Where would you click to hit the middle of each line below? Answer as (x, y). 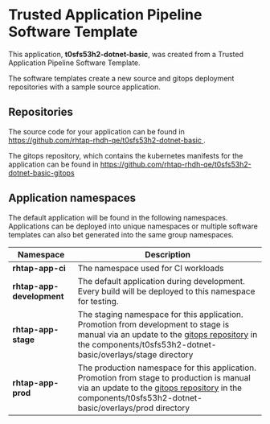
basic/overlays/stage (117, 354)
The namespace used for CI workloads (151, 268)
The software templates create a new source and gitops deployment (121, 78)
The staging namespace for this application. (160, 314)
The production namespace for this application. (167, 368)
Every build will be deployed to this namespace (166, 291)
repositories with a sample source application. (84, 87)
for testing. (98, 301)
